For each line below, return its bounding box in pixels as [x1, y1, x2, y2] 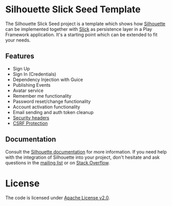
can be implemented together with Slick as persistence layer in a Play [5, 26, 152, 32]
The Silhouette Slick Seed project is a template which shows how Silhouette [5, 21, 166, 27]
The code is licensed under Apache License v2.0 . [5, 194, 110, 201]
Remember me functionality [12, 92, 72, 99]
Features [5, 52, 34, 61]
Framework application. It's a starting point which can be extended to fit [5, 31, 158, 38]
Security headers [12, 115, 50, 121]
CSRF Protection [12, 120, 48, 126]
